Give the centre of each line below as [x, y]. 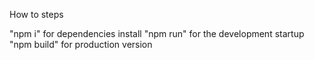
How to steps [36, 14]
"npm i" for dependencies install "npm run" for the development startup [157, 33]
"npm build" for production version [81, 44]
